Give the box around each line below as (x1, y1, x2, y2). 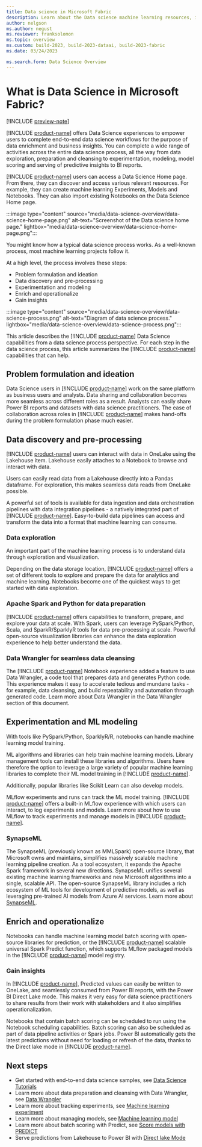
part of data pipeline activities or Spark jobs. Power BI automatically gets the (6, 1030, 196, 1037)
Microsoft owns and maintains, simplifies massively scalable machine (6, 854, 179, 862)
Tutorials (14, 1083, 37, 1090)
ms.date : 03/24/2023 (6, 48, 58, 54)
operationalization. (6, 1006, 52, 1013)
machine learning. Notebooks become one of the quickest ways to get (6, 578, 180, 585)
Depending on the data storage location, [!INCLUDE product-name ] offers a (6, 565, 194, 573)
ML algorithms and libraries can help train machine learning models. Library (6, 751, 194, 758)
